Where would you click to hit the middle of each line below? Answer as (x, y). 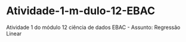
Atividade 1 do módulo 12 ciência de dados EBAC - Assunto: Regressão (93, 27)
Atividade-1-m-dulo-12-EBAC (81, 11)
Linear (14, 33)
